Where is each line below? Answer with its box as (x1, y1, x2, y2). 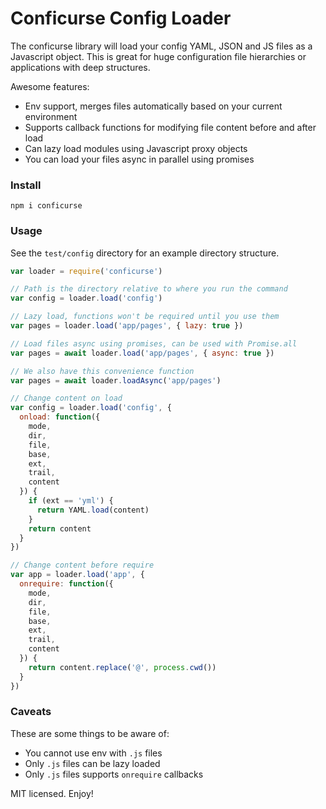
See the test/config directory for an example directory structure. (10, 247, 280, 259)
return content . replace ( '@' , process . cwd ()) (28, 662, 217, 672)
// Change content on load (10, 393, 123, 404)
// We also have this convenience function (10, 366, 195, 376)
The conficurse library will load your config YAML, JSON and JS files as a (10, 40, 313, 52)
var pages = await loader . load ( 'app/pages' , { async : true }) (10, 348, 275, 358)
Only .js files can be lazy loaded (24, 757, 161, 769)
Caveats (10, 705, 52, 719)
